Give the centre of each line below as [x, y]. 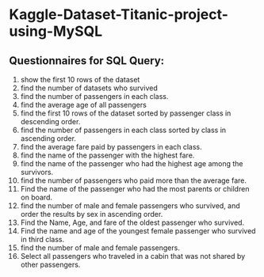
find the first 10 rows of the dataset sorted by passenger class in [126, 113]
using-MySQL [56, 31]
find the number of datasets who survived [89, 88]
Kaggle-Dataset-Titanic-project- [119, 15]
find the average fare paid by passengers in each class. [111, 147]
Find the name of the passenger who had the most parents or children [135, 189]
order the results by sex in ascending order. [92, 214]
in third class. [42, 239]
